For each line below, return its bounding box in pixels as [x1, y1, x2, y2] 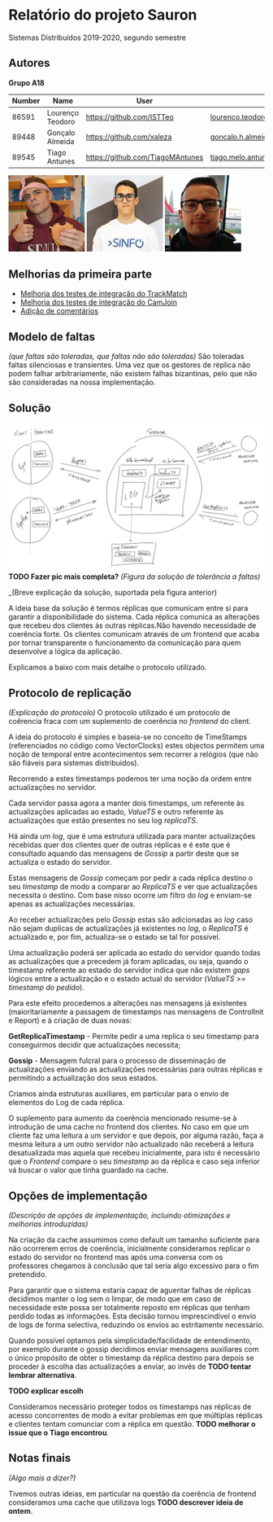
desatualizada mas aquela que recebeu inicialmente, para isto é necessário [8, 1148, 260, 1158]
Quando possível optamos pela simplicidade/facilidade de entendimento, [8, 1336, 253, 1345]
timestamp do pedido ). [8, 983, 85, 993]
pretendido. [8, 1269, 47, 1279]
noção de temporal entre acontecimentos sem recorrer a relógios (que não [8, 749, 258, 759]
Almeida [47, 136, 75, 146]
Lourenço [47, 107, 80, 117]
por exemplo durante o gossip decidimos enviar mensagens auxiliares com [8, 1344, 259, 1353]
